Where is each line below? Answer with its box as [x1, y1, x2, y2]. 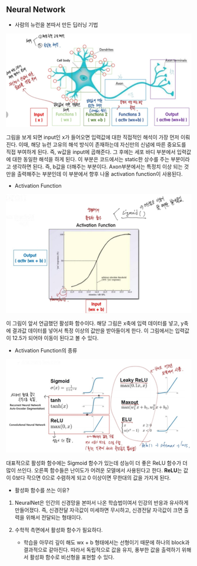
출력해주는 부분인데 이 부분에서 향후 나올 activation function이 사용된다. [16, 171, 183, 178]
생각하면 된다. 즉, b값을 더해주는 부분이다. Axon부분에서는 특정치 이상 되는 [12, 163, 183, 170]
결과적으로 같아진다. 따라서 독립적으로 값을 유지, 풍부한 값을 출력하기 [23, 547, 181, 554]
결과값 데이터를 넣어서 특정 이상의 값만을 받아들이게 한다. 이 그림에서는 [12, 327, 174, 334]
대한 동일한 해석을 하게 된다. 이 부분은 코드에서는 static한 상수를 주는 [12, 156, 169, 163]
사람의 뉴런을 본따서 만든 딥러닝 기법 [14, 21, 98, 28]
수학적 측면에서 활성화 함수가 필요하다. [14, 527, 103, 534]
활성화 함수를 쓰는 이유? [14, 487, 69, 494]
